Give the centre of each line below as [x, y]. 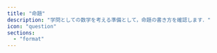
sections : [21, 33]
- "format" [29, 39]
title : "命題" [26, 13]
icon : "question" [32, 26]
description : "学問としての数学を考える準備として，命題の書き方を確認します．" [109, 20]
